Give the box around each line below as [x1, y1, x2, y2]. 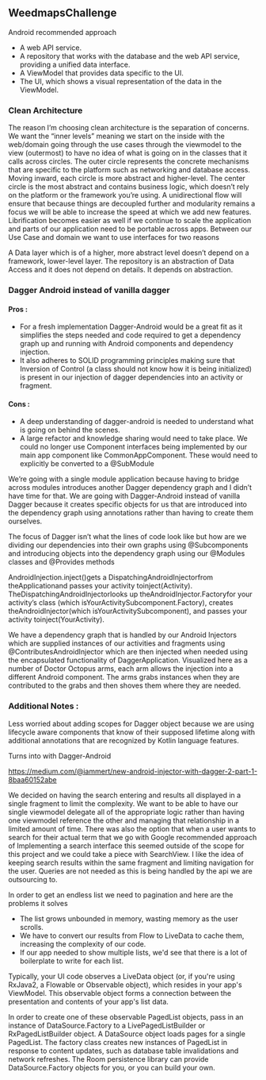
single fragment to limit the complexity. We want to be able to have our [8, 798, 239, 808]
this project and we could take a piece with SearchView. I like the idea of [8, 849, 244, 858]
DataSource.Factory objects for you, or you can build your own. [8, 1063, 215, 1072]
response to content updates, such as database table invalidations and [8, 1046, 239, 1055]
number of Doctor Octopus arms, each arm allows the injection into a [8, 664, 234, 673]
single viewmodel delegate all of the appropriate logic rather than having [8, 807, 245, 816]
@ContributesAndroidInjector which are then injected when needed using [8, 647, 248, 657]
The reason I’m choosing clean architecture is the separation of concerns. [8, 123, 249, 133]
